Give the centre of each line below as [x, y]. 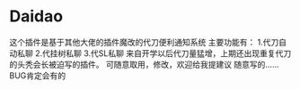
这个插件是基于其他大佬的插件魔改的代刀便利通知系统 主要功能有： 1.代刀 [144, 42]
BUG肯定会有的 [38, 75]
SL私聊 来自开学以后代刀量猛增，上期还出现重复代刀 [195, 53]
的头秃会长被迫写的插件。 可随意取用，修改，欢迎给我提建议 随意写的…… [145, 64]
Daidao [36, 16]
